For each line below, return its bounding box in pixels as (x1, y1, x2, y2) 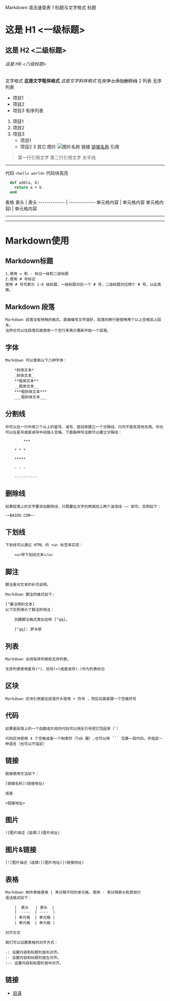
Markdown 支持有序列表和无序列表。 (5, 657, 71, 662)
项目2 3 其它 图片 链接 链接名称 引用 (20, 144, 120, 150)
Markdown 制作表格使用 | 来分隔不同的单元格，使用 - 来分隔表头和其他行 (5, 890, 141, 895)
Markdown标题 (5, 256, 54, 265)
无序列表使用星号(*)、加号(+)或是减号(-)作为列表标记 (5, 666, 105, 672)
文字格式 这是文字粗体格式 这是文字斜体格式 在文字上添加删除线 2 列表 (5, 78, 152, 84)
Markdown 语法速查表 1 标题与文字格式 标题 (5, 5, 97, 10)
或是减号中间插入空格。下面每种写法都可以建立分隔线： (24, 429, 122, 435)
